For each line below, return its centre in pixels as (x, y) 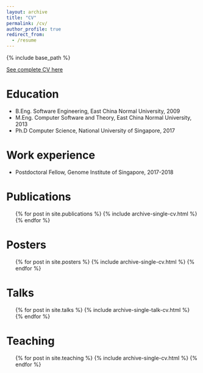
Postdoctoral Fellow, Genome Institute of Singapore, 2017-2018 (94, 172)
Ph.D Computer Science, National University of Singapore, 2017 (95, 130)
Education (33, 94)
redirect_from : (26, 35)
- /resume (24, 40)
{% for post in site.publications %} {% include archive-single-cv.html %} (106, 214)
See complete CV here (35, 70)
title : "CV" (21, 18)
